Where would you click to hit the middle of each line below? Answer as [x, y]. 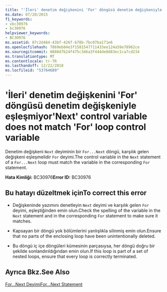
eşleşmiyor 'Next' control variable [76, 116]
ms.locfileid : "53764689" [32, 71]
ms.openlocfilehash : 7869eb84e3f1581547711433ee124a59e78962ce [72, 47]
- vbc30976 [16, 24]
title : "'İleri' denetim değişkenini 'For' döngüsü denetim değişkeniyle [84, 10]
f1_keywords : [19, 19]
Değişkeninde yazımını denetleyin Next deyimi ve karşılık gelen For [80, 205]
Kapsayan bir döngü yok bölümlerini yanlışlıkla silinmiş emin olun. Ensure [87, 230]
